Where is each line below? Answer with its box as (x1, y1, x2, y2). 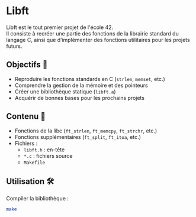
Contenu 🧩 (6, 111, 46, 122)
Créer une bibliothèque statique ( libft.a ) (14, 88, 117, 95)
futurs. (6, 43, 23, 50)
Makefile (23, 160, 46, 166)
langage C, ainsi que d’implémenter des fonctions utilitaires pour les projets (6, 36, 191, 43)
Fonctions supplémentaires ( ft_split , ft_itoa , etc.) (14, 133, 141, 140)
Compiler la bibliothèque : (6, 195, 69, 202)
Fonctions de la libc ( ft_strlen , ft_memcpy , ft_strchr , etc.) (14, 127, 158, 134)
